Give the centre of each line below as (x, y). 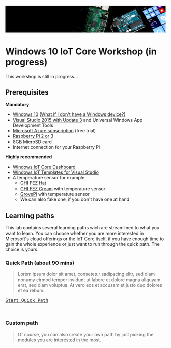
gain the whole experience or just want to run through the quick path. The (83, 244)
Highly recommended (29, 157)
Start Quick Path (27, 300)
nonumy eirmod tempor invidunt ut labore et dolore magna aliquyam (89, 280)
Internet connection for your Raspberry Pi (56, 147)
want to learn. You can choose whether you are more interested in (75, 234)
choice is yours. (22, 250)
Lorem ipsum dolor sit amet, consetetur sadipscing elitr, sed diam (86, 274)
